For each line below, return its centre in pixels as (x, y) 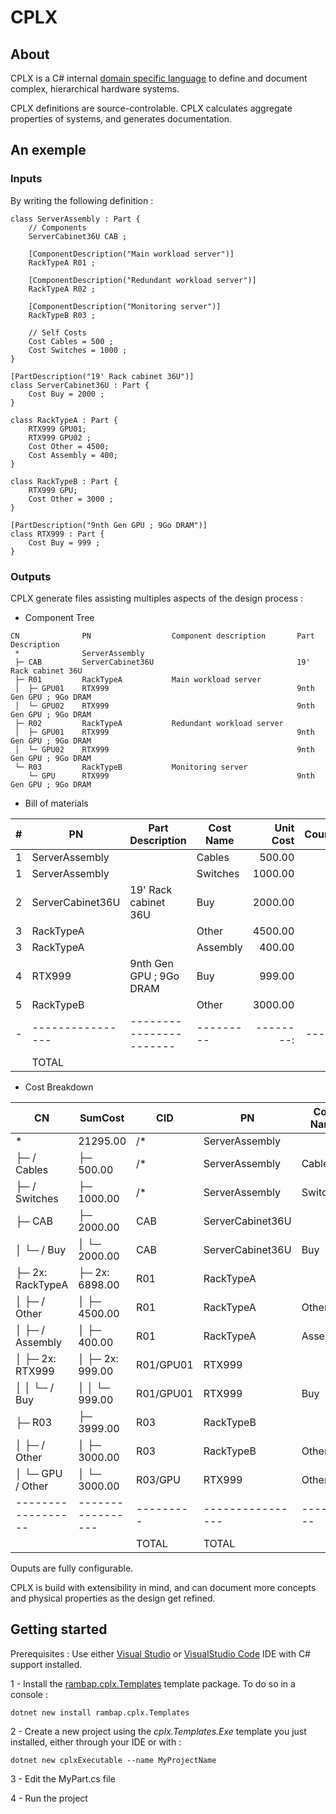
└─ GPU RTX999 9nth (171, 776)
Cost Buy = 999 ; (64, 542)
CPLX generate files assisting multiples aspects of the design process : (157, 598)
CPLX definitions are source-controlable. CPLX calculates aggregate (151, 108)
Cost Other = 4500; (69, 446)
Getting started (59, 1629)
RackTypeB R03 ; (62, 315)
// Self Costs (57, 332)
